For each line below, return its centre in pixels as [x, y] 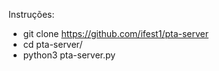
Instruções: [31, 14]
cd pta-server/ [52, 44]
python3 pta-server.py [69, 55]
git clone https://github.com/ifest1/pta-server [116, 33]
